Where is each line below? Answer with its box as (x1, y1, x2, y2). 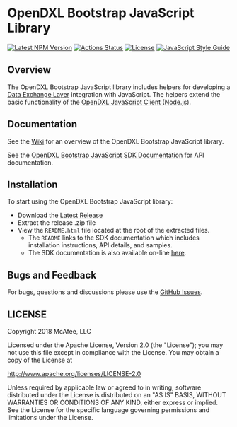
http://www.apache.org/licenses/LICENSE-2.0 (7, 370, 141, 378)
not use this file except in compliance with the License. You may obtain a (7, 349, 219, 356)
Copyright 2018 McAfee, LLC (7, 327, 92, 335)
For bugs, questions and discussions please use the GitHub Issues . (7, 288, 203, 296)
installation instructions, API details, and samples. (28, 241, 173, 250)
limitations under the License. (7, 414, 93, 421)
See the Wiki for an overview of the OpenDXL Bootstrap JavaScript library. (7, 136, 224, 146)
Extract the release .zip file (17, 218, 96, 227)
